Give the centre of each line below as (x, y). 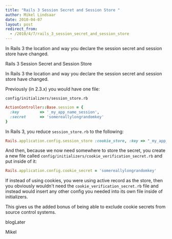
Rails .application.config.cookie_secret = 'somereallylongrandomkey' (81, 171)
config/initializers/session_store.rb (47, 98)
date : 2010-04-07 (24, 19)
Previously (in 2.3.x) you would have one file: (52, 89)
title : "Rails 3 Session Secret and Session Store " (63, 10)
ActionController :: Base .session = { (44, 107)
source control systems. (31, 212)
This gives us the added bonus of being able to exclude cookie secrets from (85, 207)
